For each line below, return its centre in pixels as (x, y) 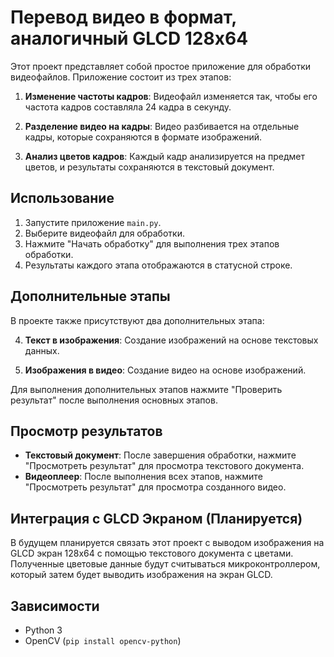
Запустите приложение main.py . (93, 222)
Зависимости (55, 606)
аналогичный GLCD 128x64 (129, 38)
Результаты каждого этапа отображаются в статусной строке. (158, 265)
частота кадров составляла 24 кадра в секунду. (128, 107)
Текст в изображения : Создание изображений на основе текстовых (171, 340)
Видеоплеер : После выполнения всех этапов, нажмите (143, 477)
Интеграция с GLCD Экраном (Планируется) (156, 518)
